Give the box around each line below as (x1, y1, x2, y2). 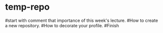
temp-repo (5, 1, 50, 13)
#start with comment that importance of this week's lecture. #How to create (5, 17, 158, 23)
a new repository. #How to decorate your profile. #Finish (5, 22, 119, 28)
